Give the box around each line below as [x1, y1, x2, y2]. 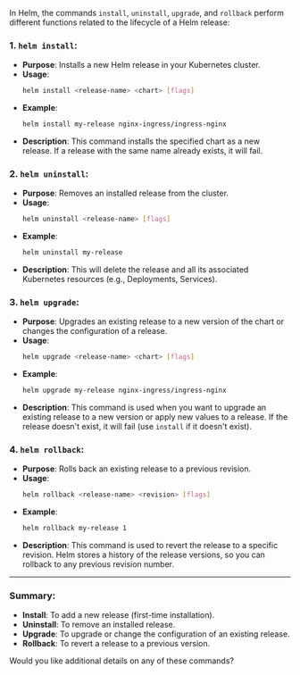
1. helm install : [9, 39, 78, 52]
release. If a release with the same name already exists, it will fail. [21, 146, 263, 156]
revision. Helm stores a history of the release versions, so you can [21, 549, 266, 561]
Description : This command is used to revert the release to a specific [21, 540, 279, 551]
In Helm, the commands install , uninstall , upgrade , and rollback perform [9, 8, 284, 18]
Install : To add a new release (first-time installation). [21, 610, 215, 621]
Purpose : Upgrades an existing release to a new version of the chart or [21, 316, 284, 327]
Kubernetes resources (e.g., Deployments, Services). [21, 274, 218, 285]
